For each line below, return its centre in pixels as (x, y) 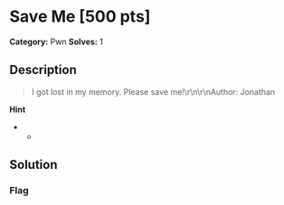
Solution (33, 165)
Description (43, 70)
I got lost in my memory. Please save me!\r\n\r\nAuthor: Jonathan (153, 91)
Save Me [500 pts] (80, 17)
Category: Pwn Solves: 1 (57, 42)
